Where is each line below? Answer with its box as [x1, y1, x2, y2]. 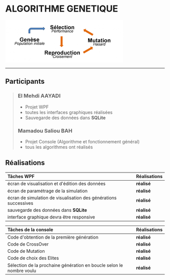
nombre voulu [7, 267, 36, 273]
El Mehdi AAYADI [17, 92, 61, 99]
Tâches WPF [7, 174, 35, 180]
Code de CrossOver [7, 241, 49, 247]
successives [7, 200, 34, 206]
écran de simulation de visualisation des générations [7, 195, 117, 201]
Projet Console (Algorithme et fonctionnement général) [25, 138, 140, 144]
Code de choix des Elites [7, 255, 59, 261]
